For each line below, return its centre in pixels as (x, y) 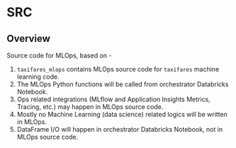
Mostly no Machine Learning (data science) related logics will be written (122, 114)
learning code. (38, 76)
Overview (29, 39)
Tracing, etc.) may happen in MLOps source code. (90, 107)
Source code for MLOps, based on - (59, 55)
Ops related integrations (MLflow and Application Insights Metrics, (113, 99)
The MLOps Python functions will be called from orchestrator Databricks (123, 84)
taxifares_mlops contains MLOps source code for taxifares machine (118, 69)
